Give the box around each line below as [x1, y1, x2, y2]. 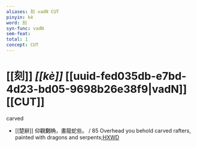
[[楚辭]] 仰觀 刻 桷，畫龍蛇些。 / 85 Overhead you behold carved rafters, [14, 127, 192, 134]
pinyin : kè [6, 14, 34, 20]
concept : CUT [6, 42, 39, 48]
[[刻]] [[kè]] [6, 70, 63, 83]
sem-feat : [6, 31, 31, 37]
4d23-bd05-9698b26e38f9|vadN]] [6, 83, 187, 96]
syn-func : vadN [6, 25, 44, 32]
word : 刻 [6, 20, 27, 26]
